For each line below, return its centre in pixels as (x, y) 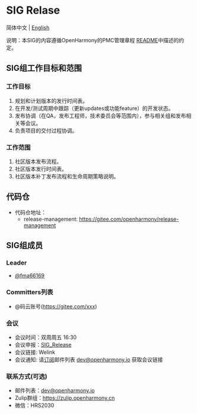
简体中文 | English (28, 27)
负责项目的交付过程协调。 (46, 130)
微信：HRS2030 (34, 406)
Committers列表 (30, 292)
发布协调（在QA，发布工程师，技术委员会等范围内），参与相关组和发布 (100, 115)
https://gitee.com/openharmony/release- (129, 219)
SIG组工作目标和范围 (44, 68)
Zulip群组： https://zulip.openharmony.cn (65, 398)
